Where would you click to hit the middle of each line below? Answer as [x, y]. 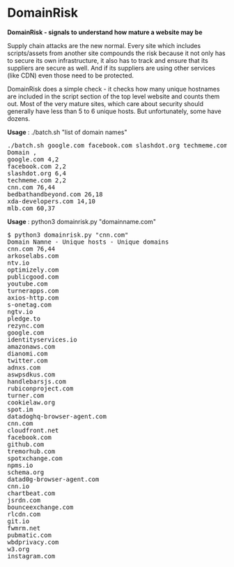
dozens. [19, 118]
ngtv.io [20, 311]
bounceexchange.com [40, 507]
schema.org [26, 472]
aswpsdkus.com [31, 374]
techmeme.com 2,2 [37, 180]
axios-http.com [33, 297]
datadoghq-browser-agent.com [57, 416]
